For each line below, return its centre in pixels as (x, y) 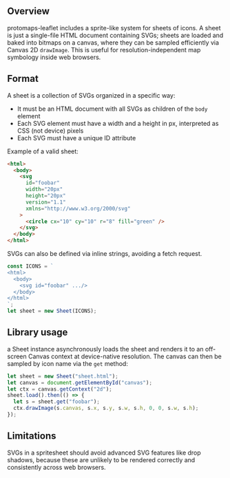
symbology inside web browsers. (54, 57)
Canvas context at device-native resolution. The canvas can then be (125, 356)
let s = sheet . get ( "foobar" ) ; (56, 402)
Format (23, 79)
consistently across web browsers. (56, 467)
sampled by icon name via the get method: (68, 363)
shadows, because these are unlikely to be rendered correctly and (101, 459)
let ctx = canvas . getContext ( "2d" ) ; (60, 389)
